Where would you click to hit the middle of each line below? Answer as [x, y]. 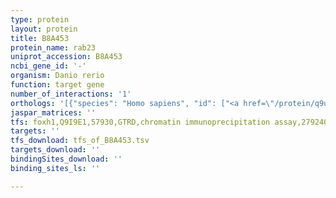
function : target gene [57, 85]
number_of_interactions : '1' [71, 94]
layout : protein [44, 29]
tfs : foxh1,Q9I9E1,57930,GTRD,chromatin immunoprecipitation [140, 122]
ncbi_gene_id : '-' [48, 66]
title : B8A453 [40, 38]
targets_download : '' [55, 150]
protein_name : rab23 [53, 47]
